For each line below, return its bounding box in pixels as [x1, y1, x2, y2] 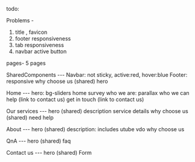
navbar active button [14, 48, 67, 55]
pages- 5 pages [6, 60, 46, 66]
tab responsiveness [14, 42, 65, 48]
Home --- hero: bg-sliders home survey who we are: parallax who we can [6, 89, 190, 96]
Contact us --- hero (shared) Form [6, 149, 92, 156]
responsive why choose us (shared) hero [6, 78, 109, 85]
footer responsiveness [14, 35, 71, 42]
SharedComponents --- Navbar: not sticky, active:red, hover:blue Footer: [6, 71, 188, 78]
